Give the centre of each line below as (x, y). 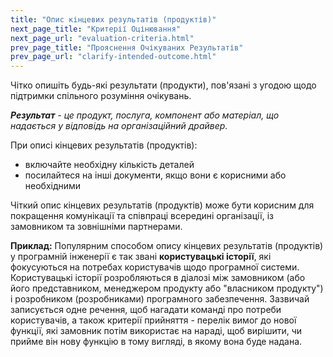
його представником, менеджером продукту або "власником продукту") (167, 288)
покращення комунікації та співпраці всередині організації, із (142, 216)
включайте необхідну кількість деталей (109, 165)
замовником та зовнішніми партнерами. (96, 227)
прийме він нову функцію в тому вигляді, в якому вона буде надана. (156, 342)
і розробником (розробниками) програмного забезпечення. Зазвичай (160, 299)
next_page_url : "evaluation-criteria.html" (102, 38)
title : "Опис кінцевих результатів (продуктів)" (113, 19)
